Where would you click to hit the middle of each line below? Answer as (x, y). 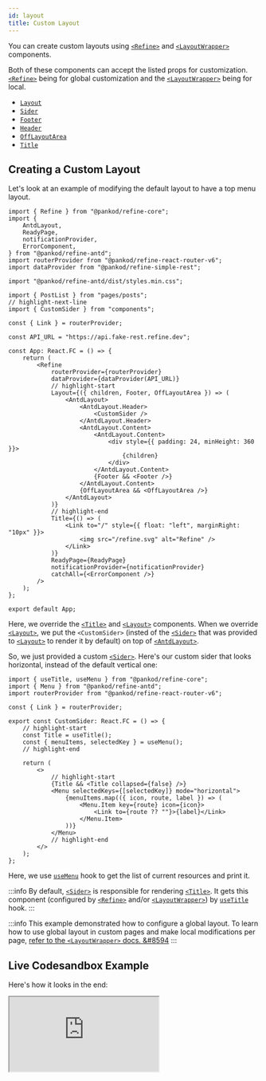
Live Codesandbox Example (79, 965)
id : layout (26, 16)
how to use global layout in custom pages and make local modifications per (132, 932)
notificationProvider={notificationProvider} (127, 568)
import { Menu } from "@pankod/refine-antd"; (85, 686)
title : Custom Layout (44, 23)
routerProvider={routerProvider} (106, 372)
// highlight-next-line (48, 303)
